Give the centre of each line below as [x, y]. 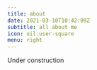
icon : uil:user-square [41, 34]
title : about [27, 14]
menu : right [25, 40]
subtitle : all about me [42, 27]
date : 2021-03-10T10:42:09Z [49, 21]
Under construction [36, 60]
